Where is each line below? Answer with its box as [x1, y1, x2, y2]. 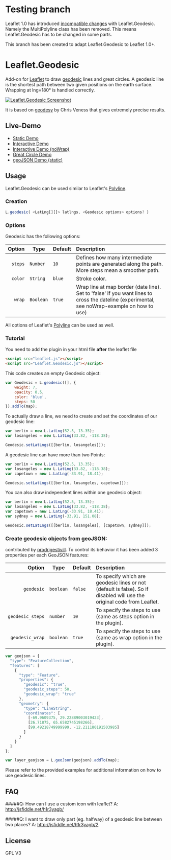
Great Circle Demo [12, 151, 52, 157]
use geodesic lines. [5, 773, 46, 779]
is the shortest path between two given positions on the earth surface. [5, 81, 153, 87]
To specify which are [96, 573, 146, 580]
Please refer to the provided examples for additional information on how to [5, 767, 161, 773]
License [5, 836, 31, 845]
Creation [5, 198, 27, 205]
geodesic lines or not [96, 579, 146, 586]
